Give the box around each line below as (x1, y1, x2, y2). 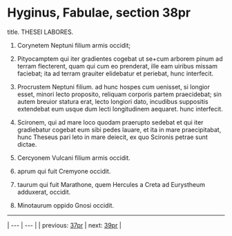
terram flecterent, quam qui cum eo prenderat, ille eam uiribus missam (17, 62, 217, 70)
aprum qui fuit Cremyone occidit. (17, 167, 111, 175)
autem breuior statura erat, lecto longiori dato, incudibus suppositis (17, 97, 209, 105)
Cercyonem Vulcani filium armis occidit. (17, 154, 131, 162)
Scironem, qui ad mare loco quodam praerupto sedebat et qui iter (17, 118, 204, 126)
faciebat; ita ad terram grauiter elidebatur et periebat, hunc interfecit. (17, 69, 214, 78)
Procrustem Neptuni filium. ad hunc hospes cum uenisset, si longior (17, 82, 211, 91)
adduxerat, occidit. (17, 188, 71, 196)
